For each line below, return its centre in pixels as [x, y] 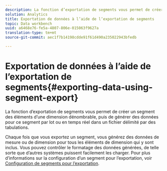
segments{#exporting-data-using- [79, 87]
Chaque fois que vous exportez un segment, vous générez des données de [82, 137]
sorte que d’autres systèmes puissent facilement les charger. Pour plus [78, 153]
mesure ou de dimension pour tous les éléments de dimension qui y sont [80, 142]
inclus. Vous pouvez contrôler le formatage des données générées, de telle [82, 147]
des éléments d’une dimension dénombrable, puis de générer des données [82, 116]
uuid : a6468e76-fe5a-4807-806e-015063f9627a [52, 28]
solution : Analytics [27, 14]
